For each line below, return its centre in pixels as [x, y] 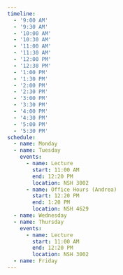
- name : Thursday [39, 222]
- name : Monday [36, 144]
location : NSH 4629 [61, 209]
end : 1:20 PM [51, 203]
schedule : [22, 137]
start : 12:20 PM [56, 196]
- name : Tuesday [37, 150]
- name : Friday [36, 261]
